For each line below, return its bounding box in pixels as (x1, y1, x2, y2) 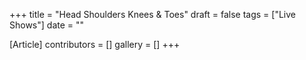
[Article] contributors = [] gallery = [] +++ (9, 39, 181, 50)
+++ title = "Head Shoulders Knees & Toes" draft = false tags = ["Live (9, 9, 296, 20)
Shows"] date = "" (9, 19, 85, 31)
